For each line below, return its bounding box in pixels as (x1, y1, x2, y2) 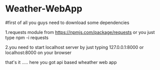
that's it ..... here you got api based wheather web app (5, 59, 117, 65)
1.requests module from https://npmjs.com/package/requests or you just (5, 29, 155, 35)
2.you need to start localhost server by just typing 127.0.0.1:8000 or (5, 44, 144, 50)
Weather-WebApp (5, 3, 83, 14)
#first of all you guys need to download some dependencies (5, 19, 129, 25)
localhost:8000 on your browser (5, 49, 72, 55)
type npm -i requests (5, 34, 49, 40)
